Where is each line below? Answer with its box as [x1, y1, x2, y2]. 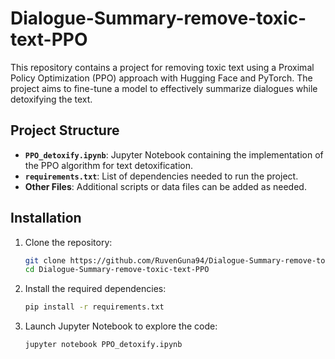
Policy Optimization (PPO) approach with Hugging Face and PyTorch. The [10, 72, 313, 84]
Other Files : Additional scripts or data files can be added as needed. [24, 180, 307, 192]
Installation [10, 210, 82, 227]
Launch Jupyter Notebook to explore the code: [24, 320, 218, 332]
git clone [24, 255, 67, 266]
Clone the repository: [24, 236, 113, 248]
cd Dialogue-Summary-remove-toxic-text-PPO [24, 265, 210, 275]
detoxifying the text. [10, 93, 93, 105]
